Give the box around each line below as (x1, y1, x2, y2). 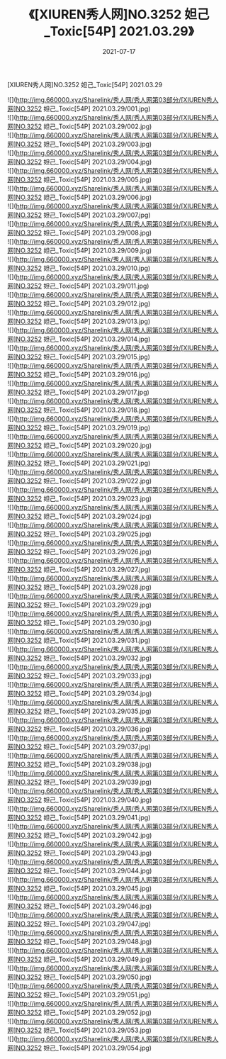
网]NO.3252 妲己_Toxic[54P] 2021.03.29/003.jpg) (7, 140, 152, 148)
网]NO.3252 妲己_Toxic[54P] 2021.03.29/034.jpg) (7, 689, 152, 697)
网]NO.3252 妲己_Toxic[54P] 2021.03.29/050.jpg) (7, 973, 152, 981)
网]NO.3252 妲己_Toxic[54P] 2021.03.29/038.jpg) (7, 760, 152, 768)
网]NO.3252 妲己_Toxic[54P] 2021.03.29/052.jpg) (7, 1008, 152, 1016)
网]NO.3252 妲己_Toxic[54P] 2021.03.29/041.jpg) (7, 813, 151, 822)
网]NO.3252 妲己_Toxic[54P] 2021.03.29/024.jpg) (7, 512, 152, 520)
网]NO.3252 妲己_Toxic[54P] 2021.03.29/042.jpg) (7, 831, 152, 839)
